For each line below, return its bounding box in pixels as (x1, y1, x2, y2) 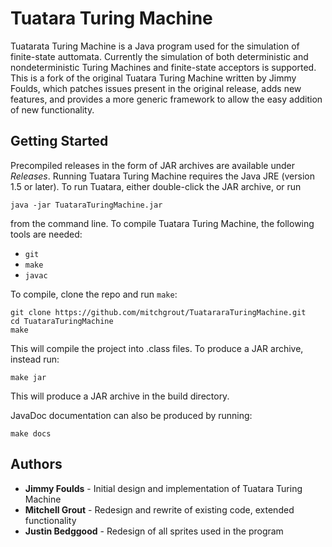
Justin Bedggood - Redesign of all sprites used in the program (24, 525, 284, 537)
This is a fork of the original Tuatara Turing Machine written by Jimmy (10, 72, 297, 84)
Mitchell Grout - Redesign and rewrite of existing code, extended (24, 503, 295, 516)
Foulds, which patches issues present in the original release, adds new (10, 82, 302, 94)
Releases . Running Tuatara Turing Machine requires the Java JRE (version (10, 170, 315, 182)
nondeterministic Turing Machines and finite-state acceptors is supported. (10, 61, 317, 73)
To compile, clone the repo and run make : (10, 288, 178, 300)
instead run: (10, 353, 60, 365)
